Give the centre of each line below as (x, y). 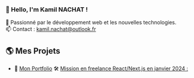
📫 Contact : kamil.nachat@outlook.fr (51, 29)
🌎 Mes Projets (33, 51)
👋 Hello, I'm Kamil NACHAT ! (47, 10)
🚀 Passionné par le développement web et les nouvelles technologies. (91, 23)
